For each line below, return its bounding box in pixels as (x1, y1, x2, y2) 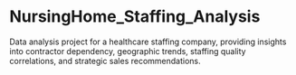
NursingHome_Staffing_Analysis (9, 6, 261, 27)
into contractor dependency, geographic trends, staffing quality (9, 45, 246, 56)
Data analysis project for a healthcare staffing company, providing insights (9, 36, 287, 47)
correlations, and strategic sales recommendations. (9, 55, 201, 66)
